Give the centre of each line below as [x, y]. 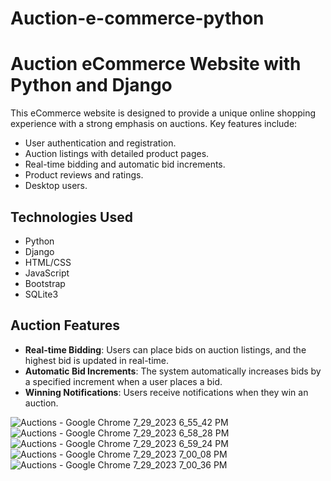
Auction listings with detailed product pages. [117, 154]
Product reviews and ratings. [84, 175]
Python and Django [91, 85]
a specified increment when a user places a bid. [123, 381]
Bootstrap [45, 283]
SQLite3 [41, 294]
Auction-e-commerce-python [137, 18]
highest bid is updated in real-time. [97, 360]
